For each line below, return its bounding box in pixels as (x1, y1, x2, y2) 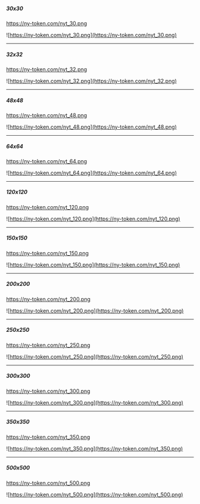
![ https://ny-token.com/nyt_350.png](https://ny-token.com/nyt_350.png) (6, 445, 183, 452)
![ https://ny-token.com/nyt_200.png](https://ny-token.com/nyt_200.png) (6, 307, 184, 314)
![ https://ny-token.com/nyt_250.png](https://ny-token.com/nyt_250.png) (6, 353, 183, 360)
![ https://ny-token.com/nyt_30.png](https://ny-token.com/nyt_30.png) (6, 31, 177, 38)
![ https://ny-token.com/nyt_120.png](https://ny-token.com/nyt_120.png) (6, 215, 180, 222)
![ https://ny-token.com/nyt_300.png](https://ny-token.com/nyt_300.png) (6, 399, 183, 406)
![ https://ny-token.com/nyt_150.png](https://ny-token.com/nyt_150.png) (6, 261, 180, 268)
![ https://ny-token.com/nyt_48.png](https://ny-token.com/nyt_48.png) (6, 123, 177, 130)
